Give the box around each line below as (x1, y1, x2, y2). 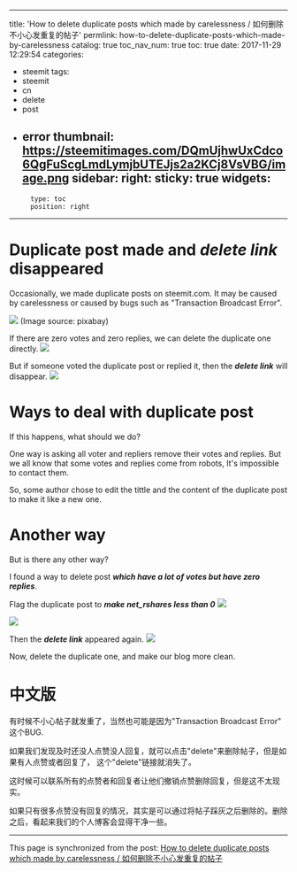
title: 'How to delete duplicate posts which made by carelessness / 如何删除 (9, 19, 285, 29)
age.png (21, 171, 70, 186)
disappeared (9, 259, 104, 279)
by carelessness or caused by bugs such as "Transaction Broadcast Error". (9, 297, 283, 308)
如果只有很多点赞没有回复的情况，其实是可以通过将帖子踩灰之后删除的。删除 (9, 805, 288, 815)
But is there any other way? (9, 554, 109, 565)
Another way (9, 524, 106, 544)
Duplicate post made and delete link (9, 240, 278, 259)
